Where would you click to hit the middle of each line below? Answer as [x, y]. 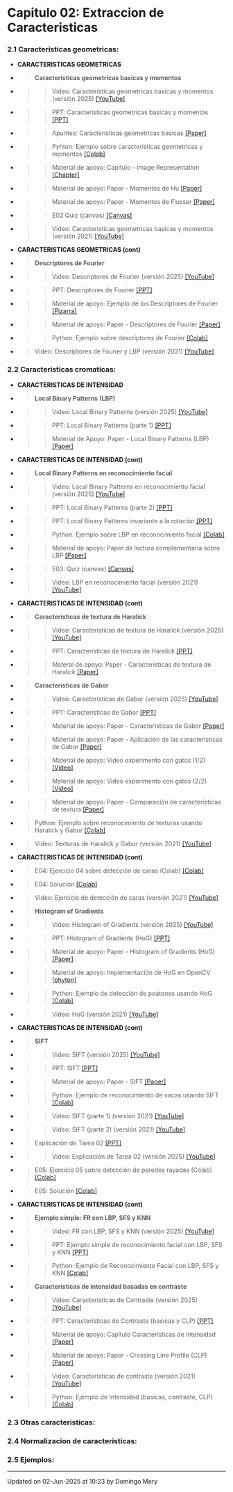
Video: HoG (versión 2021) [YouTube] [105, 1014]
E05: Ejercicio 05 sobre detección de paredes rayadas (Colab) [123, 1170]
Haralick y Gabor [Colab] [70, 830]
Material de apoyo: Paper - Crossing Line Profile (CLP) [129, 1355]
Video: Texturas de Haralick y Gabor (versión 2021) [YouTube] [123, 843]
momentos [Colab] [78, 154]
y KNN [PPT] [70, 1252]
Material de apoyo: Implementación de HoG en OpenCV [131, 972]
